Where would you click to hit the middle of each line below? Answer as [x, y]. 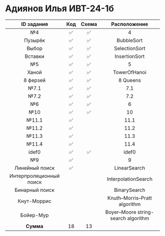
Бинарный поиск [35, 190]
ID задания [35, 24]
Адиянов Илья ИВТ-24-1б [60, 9]
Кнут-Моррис [35, 201]
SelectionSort [130, 48]
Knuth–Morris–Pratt [130, 198]
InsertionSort [130, 56]
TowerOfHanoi [129, 72]
